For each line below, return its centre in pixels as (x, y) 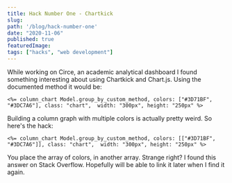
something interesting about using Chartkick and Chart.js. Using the (104, 79)
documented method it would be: (55, 87)
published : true (31, 40)
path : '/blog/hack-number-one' (52, 26)
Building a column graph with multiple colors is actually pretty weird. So (110, 118)
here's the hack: (30, 125)
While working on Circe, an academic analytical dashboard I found (102, 72)
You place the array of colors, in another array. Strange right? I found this (112, 157)
